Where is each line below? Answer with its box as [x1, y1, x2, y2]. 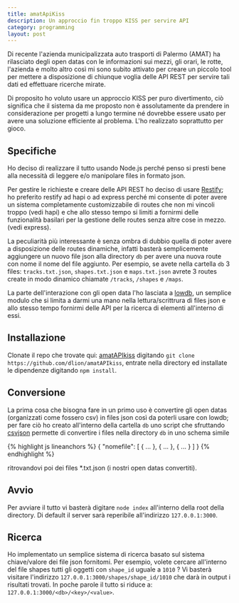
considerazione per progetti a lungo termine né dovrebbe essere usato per [7, 109, 226, 118]
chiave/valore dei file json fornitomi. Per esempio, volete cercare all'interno [7, 557, 228, 567]
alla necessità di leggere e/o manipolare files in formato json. [7, 172, 186, 180]
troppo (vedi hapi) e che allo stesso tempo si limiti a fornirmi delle [7, 208, 199, 217]
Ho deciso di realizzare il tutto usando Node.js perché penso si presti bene [7, 164, 226, 172]
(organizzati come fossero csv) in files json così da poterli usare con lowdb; [7, 413, 229, 421]
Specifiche [7, 145, 57, 157]
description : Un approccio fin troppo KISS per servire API [7, 17, 190, 24]
